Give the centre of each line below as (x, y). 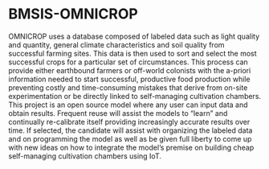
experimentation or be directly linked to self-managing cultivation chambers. (135, 96)
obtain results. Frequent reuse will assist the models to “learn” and (118, 113)
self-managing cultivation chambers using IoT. (85, 156)
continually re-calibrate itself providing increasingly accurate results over (129, 122)
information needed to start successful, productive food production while (129, 79)
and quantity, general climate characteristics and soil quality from (116, 44)
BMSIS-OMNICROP (73, 14)
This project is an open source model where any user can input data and (128, 105)
